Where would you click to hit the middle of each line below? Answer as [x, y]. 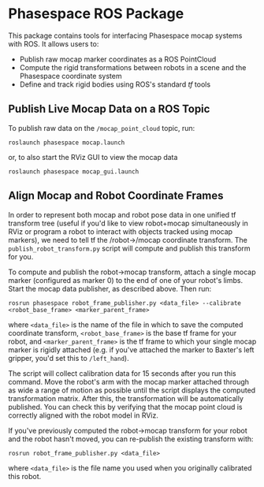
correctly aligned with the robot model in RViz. [84, 415]
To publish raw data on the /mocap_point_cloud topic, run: [102, 128]
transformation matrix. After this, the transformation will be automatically [126, 398]
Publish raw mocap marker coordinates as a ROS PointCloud [118, 59]
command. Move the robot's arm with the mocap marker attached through [129, 381]
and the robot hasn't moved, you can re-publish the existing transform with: [131, 439]
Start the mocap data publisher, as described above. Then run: [110, 288]
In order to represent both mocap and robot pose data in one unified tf [122, 214]
